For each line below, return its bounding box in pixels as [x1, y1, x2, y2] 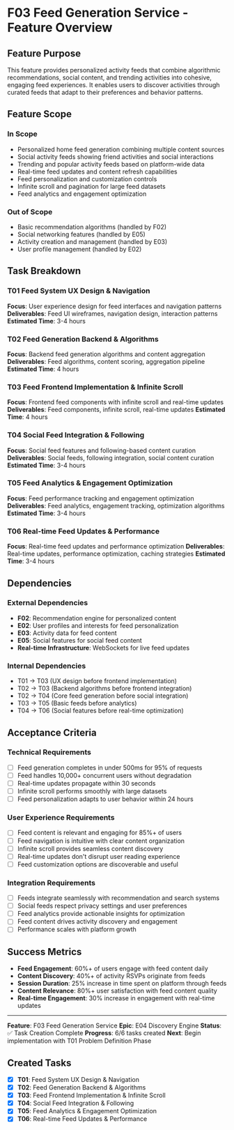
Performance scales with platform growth [17, 925, 137, 933]
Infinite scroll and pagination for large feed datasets [17, 182, 166, 190]
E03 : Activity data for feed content [17, 629, 117, 637]
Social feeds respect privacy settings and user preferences [17, 901, 187, 910]
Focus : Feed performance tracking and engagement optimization [7, 494, 194, 503]
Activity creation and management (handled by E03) [17, 237, 168, 245]
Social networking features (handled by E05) [17, 230, 146, 238]
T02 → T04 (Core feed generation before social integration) [17, 692, 189, 700]
